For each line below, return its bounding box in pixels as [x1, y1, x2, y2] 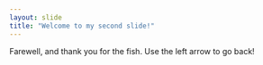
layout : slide [9, 12, 63, 22]
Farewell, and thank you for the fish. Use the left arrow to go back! [9, 45, 255, 56]
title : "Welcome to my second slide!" [9, 21, 155, 30]
